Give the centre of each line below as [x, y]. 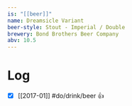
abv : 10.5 [22, 41]
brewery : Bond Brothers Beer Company [63, 34]
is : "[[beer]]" [30, 14]
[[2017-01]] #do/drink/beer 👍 [61, 96]
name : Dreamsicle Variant [45, 21]
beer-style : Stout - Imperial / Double [66, 27]
